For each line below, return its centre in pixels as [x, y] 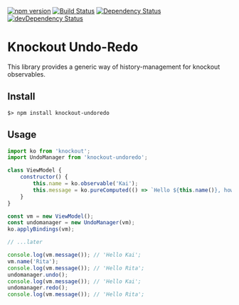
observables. [27, 74]
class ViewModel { [34, 170]
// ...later [25, 242]
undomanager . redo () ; [38, 288]
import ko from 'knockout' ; [49, 151]
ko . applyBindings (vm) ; [41, 229]
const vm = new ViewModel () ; [51, 216]
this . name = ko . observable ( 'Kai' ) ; [86, 184]
